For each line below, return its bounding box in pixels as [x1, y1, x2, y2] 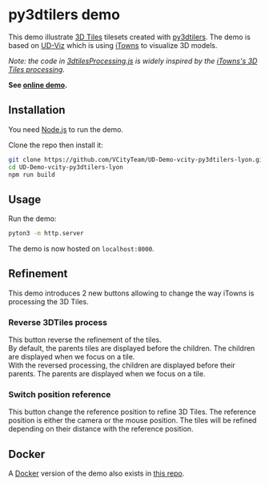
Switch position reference [8, 389, 111, 400]
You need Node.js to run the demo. [8, 124, 124, 134]
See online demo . [8, 80, 68, 90]
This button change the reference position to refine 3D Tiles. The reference [8, 407, 256, 417]
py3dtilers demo [8, 6, 121, 24]
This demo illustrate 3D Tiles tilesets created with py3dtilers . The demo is [8, 32, 251, 42]
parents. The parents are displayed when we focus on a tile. [8, 369, 206, 379]
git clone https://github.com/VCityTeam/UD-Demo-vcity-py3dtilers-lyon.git [8, 155, 267, 163]
